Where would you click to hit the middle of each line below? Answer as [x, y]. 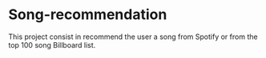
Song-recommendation [88, 15]
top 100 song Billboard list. [52, 44]
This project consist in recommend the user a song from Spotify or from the [133, 37]
